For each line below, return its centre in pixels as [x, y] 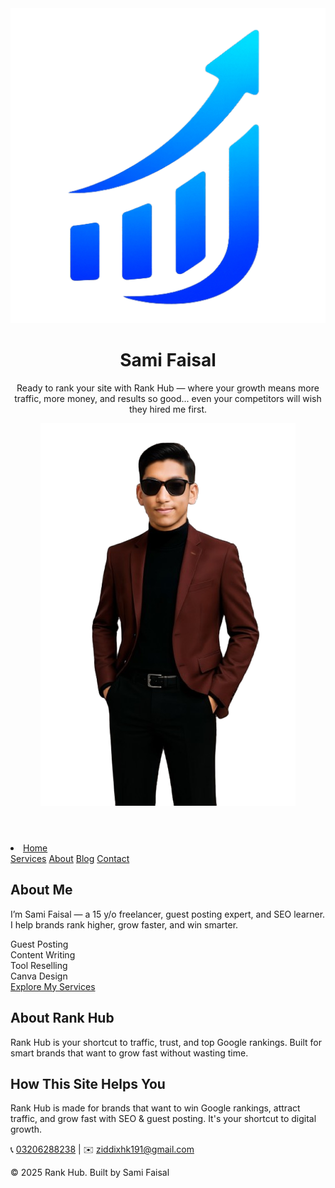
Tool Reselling [39, 965]
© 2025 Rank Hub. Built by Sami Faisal [90, 1173]
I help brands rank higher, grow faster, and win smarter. [124, 924]
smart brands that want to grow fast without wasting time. [129, 1053]
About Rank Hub [62, 1018]
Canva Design [39, 976]
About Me [41, 890]
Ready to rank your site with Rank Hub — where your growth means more [168, 388]
